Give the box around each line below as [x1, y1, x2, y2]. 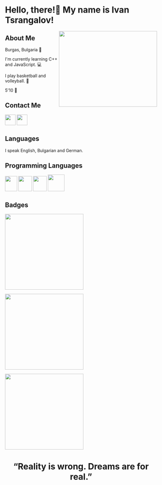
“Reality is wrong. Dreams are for [13, 461, 149, 472]
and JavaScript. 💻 [5, 62, 42, 67]
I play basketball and [5, 73, 46, 78]
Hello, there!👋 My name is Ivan [5, 4, 130, 16]
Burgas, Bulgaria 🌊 [5, 47, 42, 52]
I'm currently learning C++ [5, 56, 58, 62]
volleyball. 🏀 [5, 78, 29, 84]
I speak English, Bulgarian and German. [5, 147, 83, 153]
